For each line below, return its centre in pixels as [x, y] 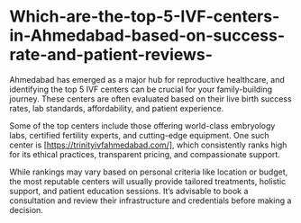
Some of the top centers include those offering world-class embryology [142, 125]
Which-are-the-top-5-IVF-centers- [145, 17]
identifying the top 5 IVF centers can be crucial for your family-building [141, 89]
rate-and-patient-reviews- [111, 55]
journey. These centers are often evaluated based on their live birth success [150, 98]
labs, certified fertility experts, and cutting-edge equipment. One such [139, 135]
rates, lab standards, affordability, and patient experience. [117, 108]
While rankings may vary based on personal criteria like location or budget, [149, 172]
